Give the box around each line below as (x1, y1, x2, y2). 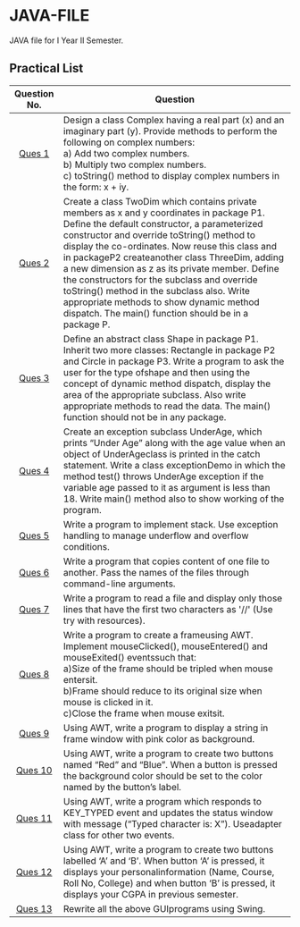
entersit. (62, 673, 98, 686)
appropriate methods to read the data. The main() (62, 400, 271, 412)
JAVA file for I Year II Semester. (9, 35, 124, 46)
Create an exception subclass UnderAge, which (62, 426, 262, 438)
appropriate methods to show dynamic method (62, 296, 261, 308)
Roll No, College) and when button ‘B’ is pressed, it (62, 877, 276, 889)
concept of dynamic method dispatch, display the (62, 377, 271, 390)
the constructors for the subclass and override (62, 274, 258, 286)
